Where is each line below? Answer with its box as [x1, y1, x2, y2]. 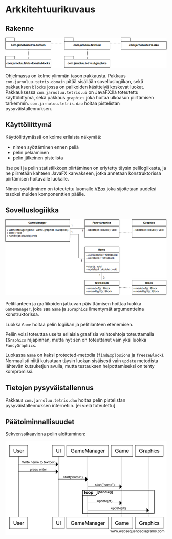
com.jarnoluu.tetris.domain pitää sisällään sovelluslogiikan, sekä [5, 78, 143, 84]
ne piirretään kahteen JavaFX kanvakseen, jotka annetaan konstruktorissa [5, 170, 161, 176]
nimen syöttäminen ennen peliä [12, 144, 79, 150]
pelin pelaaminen [12, 149, 49, 155]
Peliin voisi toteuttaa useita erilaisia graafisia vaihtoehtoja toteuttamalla [5, 331, 155, 337]
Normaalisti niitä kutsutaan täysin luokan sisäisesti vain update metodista [5, 357, 159, 364]
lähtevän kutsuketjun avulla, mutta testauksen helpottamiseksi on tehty [5, 363, 155, 369]
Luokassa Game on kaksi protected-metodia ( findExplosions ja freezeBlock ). [5, 352, 165, 358]
